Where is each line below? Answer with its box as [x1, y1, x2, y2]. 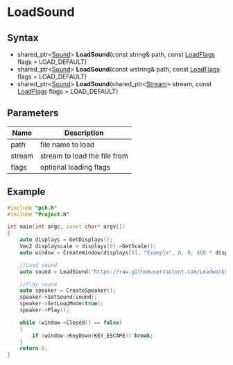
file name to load [40, 140, 95, 149]
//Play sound [19, 281, 58, 288]
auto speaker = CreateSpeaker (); [19, 287, 116, 294]
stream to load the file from [40, 151, 128, 161]
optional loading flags [40, 162, 111, 172]
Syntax [7, 32, 39, 44]
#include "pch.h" [7, 204, 58, 211]
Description [64, 128, 104, 138]
